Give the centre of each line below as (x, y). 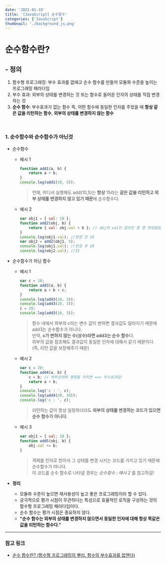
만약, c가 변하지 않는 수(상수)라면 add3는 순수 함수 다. (83, 336)
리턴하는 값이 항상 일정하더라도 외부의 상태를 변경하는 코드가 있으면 (96, 410)
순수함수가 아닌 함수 (31, 261)
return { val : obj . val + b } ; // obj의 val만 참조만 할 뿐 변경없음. (96, 228)
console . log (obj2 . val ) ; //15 (50, 251)
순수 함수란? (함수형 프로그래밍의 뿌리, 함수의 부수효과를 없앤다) (74, 555)
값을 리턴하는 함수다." (41, 525)
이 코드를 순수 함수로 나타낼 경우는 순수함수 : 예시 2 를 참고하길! (93, 473)
